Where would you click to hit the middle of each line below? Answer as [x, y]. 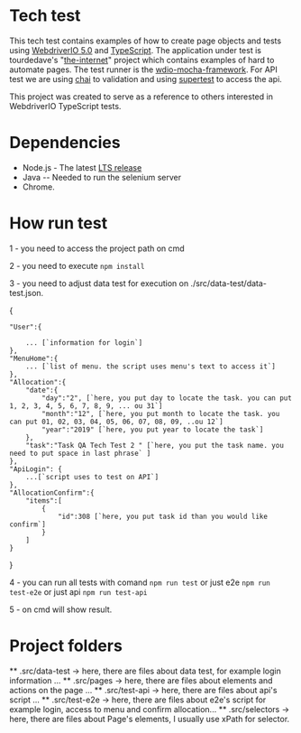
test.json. [27, 292]
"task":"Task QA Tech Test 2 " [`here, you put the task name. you [155, 445]
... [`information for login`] [84, 343]
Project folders [66, 645]
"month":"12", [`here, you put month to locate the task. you [161, 413]
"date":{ [42, 390]
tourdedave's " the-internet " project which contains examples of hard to [142, 60]
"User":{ [26, 327]
